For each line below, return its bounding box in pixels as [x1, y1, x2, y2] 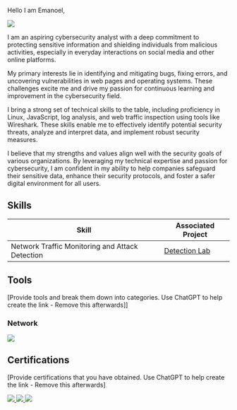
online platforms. [7, 56, 56, 64]
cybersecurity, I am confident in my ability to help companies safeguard [7, 164, 216, 172]
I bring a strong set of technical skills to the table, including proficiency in [7, 105, 220, 114]
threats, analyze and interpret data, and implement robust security [7, 128, 200, 136]
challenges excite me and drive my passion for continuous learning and [7, 84, 215, 93]
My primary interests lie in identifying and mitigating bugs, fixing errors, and [7, 69, 228, 77]
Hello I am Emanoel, [7, 6, 66, 14]
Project [182, 229, 208, 239]
